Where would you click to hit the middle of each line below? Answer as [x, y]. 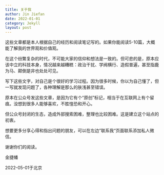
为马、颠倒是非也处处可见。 [33, 71]
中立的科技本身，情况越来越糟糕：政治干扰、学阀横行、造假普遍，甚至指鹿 [84, 65]
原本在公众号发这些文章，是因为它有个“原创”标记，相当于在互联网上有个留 [80, 97]
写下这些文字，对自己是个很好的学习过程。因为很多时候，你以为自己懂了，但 [82, 81]
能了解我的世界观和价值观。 [33, 48]
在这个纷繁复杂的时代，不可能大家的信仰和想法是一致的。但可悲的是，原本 [80, 58]
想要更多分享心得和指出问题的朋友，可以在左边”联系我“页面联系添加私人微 [80, 131]
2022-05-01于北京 [24, 168]
